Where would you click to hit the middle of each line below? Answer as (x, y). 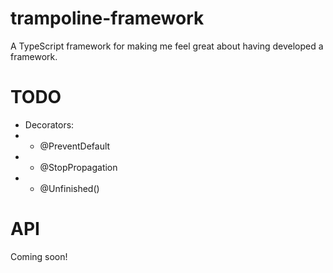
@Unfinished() (69, 188)
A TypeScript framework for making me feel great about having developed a (167, 46)
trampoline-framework (107, 18)
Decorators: (49, 124)
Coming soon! (39, 256)
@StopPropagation (78, 167)
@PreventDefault (75, 146)
